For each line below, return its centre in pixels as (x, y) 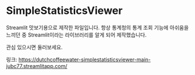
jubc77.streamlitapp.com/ (37, 66)
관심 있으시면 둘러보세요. (34, 47)
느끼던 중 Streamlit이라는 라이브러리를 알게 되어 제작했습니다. (76, 35)
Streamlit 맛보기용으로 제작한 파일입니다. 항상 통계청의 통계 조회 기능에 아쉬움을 (97, 27)
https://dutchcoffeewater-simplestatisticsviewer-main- (85, 59)
